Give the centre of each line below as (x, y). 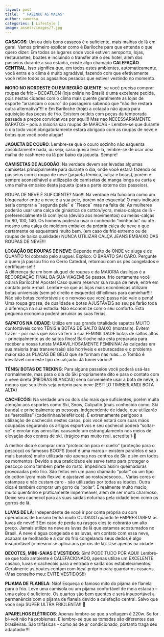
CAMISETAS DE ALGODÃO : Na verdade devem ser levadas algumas (74, 164)
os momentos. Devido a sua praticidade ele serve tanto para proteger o (77, 461)
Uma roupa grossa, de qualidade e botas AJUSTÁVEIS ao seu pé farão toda (81, 303)
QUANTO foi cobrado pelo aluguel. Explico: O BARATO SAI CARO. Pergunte (81, 256)
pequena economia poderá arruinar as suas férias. (56, 314)
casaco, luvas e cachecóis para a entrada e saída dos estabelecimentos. (78, 564)
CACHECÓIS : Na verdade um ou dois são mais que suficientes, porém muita (82, 399)
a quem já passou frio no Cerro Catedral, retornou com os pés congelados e (82, 262)
